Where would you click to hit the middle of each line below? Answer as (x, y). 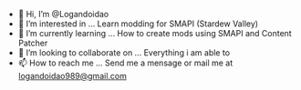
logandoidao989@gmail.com (73, 76)
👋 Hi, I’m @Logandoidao (63, 14)
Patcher (33, 43)
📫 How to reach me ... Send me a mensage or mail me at (125, 63)
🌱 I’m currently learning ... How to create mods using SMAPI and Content (155, 33)
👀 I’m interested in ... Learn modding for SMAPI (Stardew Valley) (138, 24)
